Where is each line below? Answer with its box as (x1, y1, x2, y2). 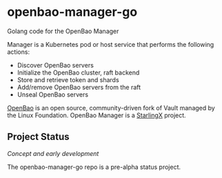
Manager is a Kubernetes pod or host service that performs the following (7, 40, 214, 48)
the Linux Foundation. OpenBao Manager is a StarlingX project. (7, 111, 186, 119)
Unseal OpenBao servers (17, 90, 88, 99)
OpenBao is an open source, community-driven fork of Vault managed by (7, 103, 215, 112)
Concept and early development (7, 149, 99, 157)
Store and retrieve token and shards (17, 75, 119, 83)
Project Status (7, 131, 70, 143)
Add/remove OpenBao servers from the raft (17, 83, 141, 91)
